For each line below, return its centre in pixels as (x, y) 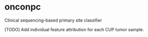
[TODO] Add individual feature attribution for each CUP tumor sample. (74, 29)
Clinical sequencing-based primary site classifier (53, 20)
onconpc (23, 7)
